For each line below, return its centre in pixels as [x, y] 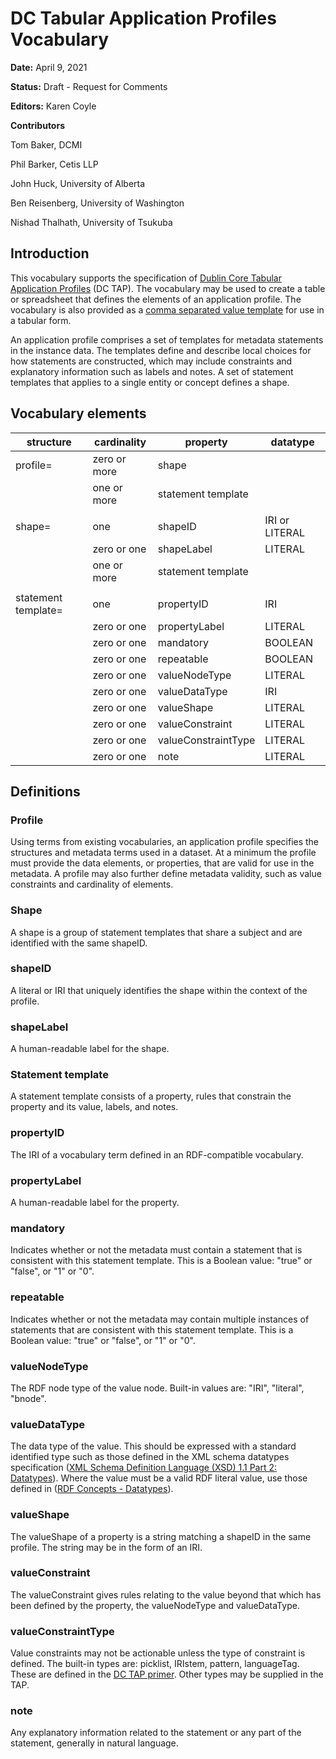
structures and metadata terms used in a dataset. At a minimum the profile [163, 853]
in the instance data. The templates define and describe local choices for [161, 350]
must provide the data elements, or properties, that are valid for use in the [162, 863]
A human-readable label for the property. [95, 1203]
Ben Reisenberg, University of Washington [97, 203]
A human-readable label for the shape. [90, 1049]
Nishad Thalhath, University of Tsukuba [91, 222]
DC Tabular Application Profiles [143, 18]
